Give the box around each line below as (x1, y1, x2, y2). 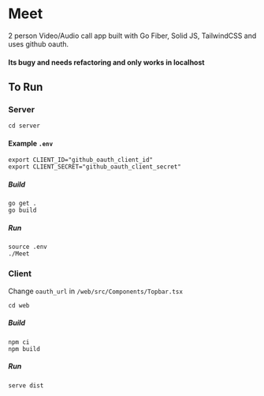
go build (8, 206, 37, 214)
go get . (8, 199, 37, 208)
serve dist (8, 381, 44, 390)
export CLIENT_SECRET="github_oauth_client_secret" (8, 163, 181, 171)
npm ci (8, 338, 30, 346)
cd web (8, 301, 30, 309)
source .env (8, 243, 47, 251)
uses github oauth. (8, 39, 69, 48)
